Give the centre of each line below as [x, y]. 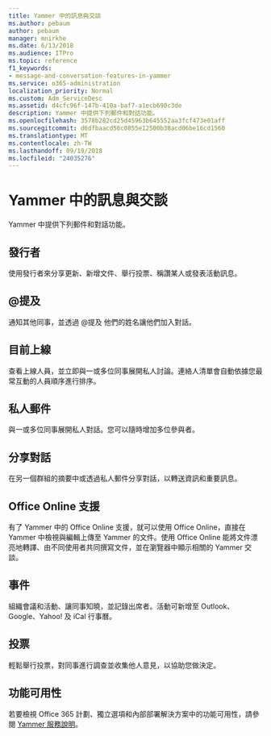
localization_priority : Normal [61, 91]
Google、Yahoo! [35, 616]
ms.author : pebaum [39, 23]
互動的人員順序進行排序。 [58, 380]
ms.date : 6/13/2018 [41, 46]
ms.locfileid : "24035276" [52, 158]
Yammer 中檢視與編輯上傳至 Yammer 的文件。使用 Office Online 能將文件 [130, 538]
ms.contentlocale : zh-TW [50, 143]
